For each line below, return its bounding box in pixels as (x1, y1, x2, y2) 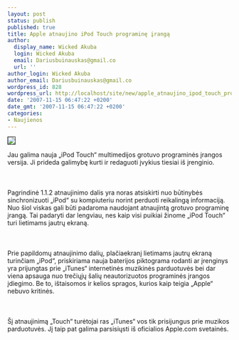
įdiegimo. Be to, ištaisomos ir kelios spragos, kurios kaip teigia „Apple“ (7, 279, 213, 287)
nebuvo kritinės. (7, 287, 55, 295)
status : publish (7, 17, 55, 24)
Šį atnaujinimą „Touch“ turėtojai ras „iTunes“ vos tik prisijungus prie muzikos (7, 316, 230, 325)
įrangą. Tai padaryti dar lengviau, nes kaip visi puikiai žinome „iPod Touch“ (7, 211, 225, 220)
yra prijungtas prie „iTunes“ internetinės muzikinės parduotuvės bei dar (7, 264, 216, 272)
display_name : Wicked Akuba (14, 43, 97, 51)
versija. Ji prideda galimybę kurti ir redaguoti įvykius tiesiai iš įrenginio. (7, 158, 215, 166)
